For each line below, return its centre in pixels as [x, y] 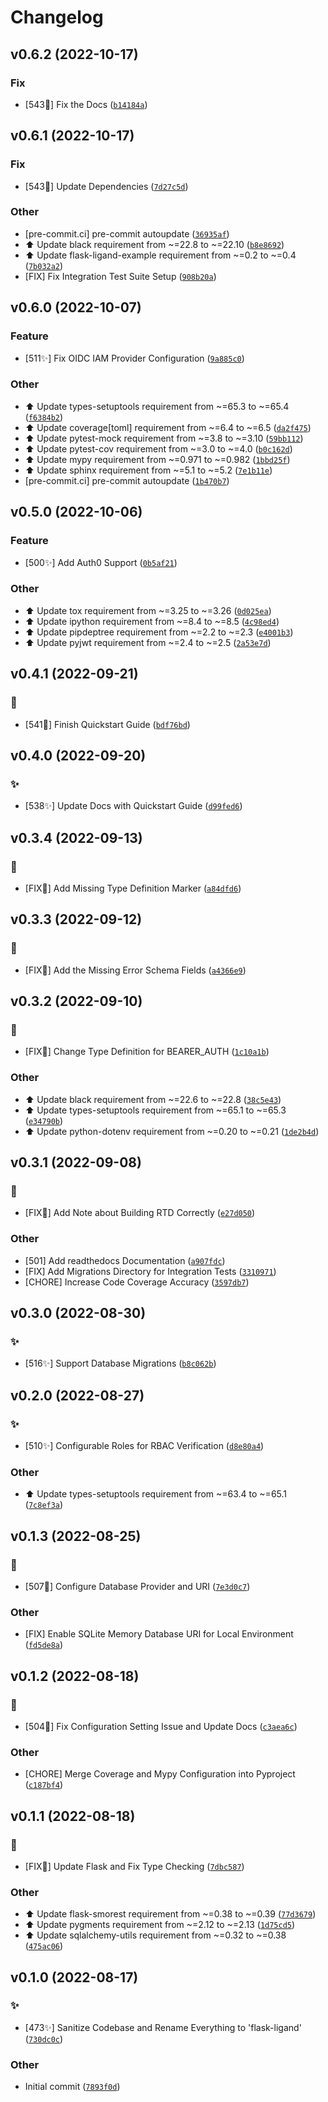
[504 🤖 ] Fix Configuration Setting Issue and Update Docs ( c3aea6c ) [161, 1726]
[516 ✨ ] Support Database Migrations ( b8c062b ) [120, 1363]
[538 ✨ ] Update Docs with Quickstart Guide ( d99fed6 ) [133, 806]
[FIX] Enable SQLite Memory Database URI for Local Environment [159, 1634]
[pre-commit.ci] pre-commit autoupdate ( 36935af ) [127, 233]
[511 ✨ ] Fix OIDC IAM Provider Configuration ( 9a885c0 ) [134, 358]
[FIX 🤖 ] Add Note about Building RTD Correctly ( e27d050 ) [140, 1213]
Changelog [57, 17]
